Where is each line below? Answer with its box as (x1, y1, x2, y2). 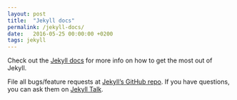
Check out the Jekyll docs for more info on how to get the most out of (7, 56, 213, 65)
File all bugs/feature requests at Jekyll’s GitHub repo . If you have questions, (7, 77, 230, 86)
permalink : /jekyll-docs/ (7, 23, 84, 30)
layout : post (7, 10, 46, 18)
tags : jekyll (7, 37, 46, 44)
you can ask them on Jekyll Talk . (7, 85, 104, 94)
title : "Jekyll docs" (7, 17, 75, 24)
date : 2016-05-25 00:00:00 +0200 (7, 30, 114, 38)
